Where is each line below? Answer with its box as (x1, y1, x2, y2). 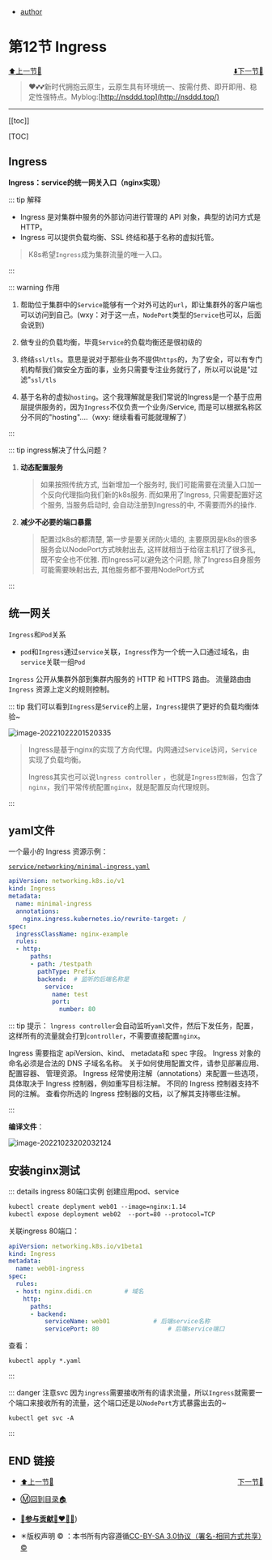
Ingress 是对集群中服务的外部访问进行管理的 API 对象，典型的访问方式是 (19, 212, 261, 221)
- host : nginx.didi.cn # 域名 (15, 1287, 144, 1296)
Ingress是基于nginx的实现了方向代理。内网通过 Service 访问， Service (28, 744, 257, 754)
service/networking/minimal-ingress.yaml (8, 863, 151, 871)
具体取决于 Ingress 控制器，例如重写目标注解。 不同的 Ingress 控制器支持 (8, 1078, 253, 1089)
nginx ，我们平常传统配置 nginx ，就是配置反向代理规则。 (28, 782, 215, 791)
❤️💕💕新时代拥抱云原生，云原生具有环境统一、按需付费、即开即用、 (28, 81, 250, 92)
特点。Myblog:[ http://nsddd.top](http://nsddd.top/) (49, 92, 220, 101)
